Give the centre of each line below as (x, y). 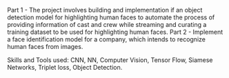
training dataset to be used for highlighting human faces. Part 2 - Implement (115, 32)
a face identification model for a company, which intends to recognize (106, 39)
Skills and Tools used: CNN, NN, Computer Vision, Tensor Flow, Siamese (110, 60)
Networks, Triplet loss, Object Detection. (65, 67)
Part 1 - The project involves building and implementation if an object (105, 10)
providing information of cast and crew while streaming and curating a (107, 25)
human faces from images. (45, 47)
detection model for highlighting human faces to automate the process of (111, 17)
